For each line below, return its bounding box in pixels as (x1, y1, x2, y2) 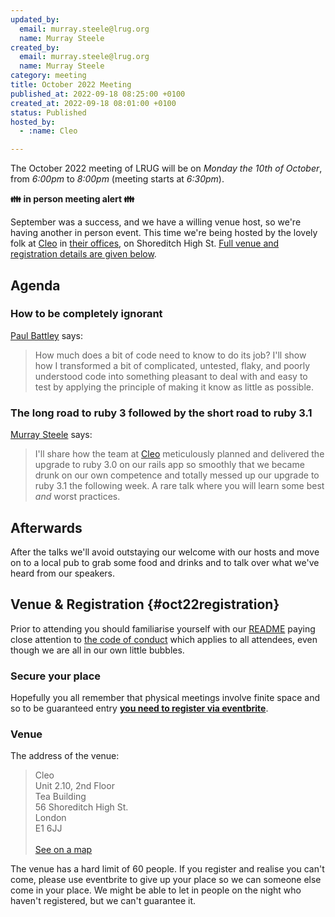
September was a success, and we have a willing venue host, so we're (10, 216, 302, 228)
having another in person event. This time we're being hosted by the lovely (10, 227, 318, 239)
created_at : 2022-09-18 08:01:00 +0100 (10, 98, 177, 108)
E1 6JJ (34, 822, 63, 835)
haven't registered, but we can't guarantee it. (10, 895, 197, 907)
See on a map (34, 844, 93, 856)
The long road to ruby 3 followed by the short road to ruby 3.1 (10, 406, 313, 420)
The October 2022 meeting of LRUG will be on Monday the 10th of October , (10, 162, 323, 175)
